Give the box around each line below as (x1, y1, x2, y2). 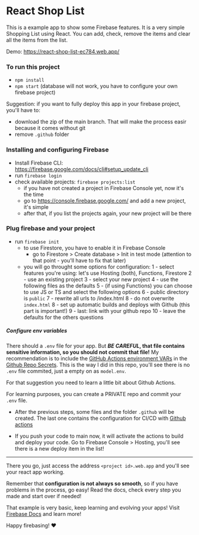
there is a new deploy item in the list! (14, 445, 105, 452)
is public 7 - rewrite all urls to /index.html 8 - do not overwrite (23, 295, 175, 302)
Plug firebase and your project (6, 224, 95, 233)
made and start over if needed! (6, 492, 82, 499)
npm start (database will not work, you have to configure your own (14, 83, 178, 90)
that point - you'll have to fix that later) (32, 257, 126, 264)
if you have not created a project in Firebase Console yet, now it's (23, 184, 184, 191)
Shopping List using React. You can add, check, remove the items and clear (6, 30, 191, 37)
